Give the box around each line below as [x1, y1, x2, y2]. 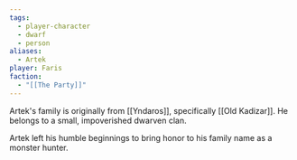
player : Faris [9, 64, 63, 73]
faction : [9, 72, 42, 81]
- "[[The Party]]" [17, 80, 88, 89]
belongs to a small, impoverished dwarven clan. [9, 115, 187, 126]
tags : [9, 13, 30, 23]
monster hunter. [9, 142, 69, 153]
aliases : [9, 47, 42, 56]
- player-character [17, 22, 91, 31]
